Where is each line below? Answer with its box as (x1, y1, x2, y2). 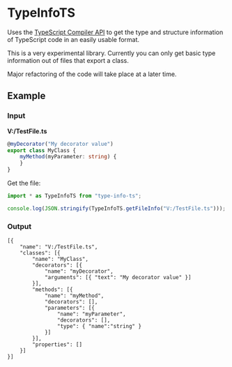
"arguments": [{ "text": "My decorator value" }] (44, 274, 192, 281)
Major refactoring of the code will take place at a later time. (7, 70, 177, 78)
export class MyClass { (7, 147, 77, 154)
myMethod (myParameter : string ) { (20, 153, 117, 160)
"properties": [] (32, 341, 82, 348)
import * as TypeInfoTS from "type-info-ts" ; (7, 193, 141, 200)
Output (7, 221, 32, 231)
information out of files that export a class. (7, 56, 129, 64)
